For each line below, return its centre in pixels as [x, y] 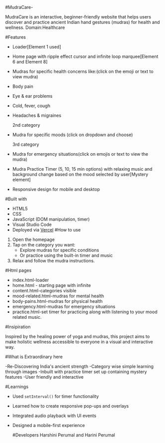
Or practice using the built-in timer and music [66, 255]
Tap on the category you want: [44, 245]
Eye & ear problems [33, 96]
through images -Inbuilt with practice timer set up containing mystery [76, 372]
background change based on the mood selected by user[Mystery [80, 174]
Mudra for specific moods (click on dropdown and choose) [73, 135]
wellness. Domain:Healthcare [35, 27]
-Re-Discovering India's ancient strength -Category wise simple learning [80, 366]
